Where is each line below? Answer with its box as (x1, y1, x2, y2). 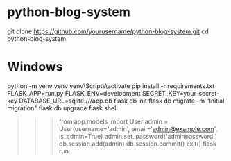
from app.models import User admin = (58, 117, 169, 126)
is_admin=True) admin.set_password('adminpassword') (58, 132, 217, 140)
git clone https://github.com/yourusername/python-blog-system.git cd (7, 27, 209, 35)
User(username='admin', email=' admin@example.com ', (58, 124, 218, 133)
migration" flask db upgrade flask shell (7, 103, 118, 112)
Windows (7, 59, 63, 75)
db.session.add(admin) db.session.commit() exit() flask (58, 139, 217, 148)
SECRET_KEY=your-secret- (142, 89, 220, 97)
